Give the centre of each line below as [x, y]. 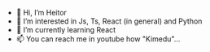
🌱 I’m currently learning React [66, 30]
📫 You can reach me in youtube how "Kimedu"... [98, 39]
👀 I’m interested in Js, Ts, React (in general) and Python [109, 21]
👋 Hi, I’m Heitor [42, 13]
